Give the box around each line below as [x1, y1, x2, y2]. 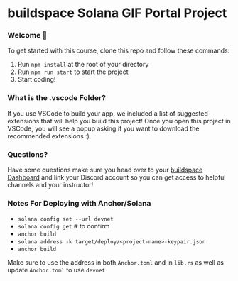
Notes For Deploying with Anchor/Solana [7, 199, 151, 208]
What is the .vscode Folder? [7, 93, 107, 103]
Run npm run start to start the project [17, 67, 129, 76]
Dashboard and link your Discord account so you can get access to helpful [7, 173, 226, 182]
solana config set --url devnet [17, 216, 114, 223]
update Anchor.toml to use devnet [7, 266, 106, 275]
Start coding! [17, 75, 56, 84]
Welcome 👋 [7, 31, 48, 40]
